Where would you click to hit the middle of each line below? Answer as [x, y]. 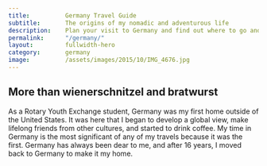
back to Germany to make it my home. [71, 153]
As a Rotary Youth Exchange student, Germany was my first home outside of [133, 111]
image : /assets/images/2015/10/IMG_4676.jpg [99, 60]
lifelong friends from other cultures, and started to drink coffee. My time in [130, 128]
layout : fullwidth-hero [62, 45]
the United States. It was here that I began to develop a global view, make [128, 119]
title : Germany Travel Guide [72, 15]
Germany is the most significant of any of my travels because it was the [126, 137]
